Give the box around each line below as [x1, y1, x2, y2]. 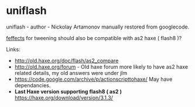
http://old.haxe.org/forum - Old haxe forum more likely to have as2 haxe [14, 63, 189, 70]
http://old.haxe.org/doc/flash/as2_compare [14, 57, 119, 64]
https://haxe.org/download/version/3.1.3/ [14, 94, 113, 101]
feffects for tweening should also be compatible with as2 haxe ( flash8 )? [6, 34, 182, 41]
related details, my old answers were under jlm [14, 69, 128, 76]
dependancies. [14, 81, 51, 88]
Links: [6, 45, 20, 53]
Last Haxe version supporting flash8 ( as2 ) [14, 88, 122, 95]
